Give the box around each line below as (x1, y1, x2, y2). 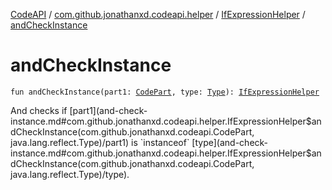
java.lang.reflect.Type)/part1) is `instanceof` (10, 136, 190, 148)
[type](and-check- (191, 136, 269, 148)
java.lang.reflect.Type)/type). (10, 168, 130, 180)
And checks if (10, 104, 68, 116)
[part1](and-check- (69, 104, 148, 116)
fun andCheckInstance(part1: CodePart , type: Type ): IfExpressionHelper (10, 87, 320, 97)
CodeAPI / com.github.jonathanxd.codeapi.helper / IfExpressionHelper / (10, 9, 306, 20)
